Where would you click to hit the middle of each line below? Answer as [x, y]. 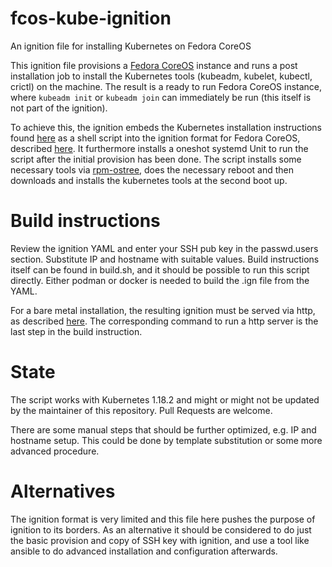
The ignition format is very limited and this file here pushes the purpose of [163, 519]
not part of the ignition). [59, 108]
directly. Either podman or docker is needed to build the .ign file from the [160, 280]
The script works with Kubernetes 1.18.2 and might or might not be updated [165, 399]
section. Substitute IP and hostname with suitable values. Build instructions [165, 259]
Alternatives [63, 491]
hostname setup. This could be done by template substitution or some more [166, 440]
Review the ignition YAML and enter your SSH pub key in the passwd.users [164, 248]
